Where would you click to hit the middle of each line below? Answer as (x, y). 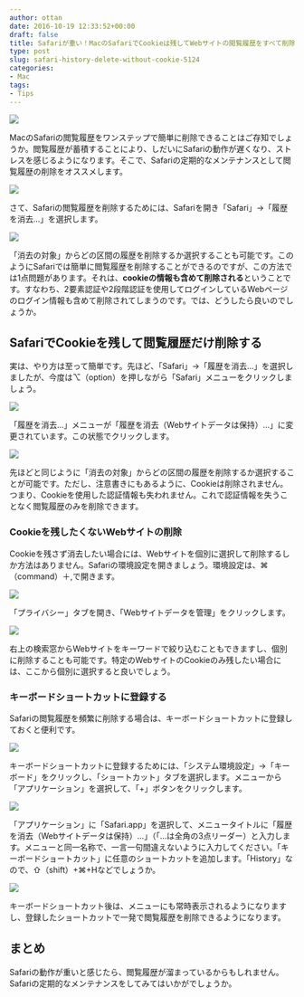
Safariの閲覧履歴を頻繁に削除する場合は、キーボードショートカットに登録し (151, 718)
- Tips (22, 93)
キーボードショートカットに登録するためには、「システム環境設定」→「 (142, 765)
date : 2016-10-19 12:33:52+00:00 (72, 26)
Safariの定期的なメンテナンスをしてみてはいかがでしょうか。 (123, 983)
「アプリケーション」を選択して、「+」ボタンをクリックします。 (128, 788)
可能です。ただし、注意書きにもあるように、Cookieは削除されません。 (157, 484)
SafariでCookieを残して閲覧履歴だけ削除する (136, 342)
